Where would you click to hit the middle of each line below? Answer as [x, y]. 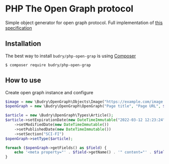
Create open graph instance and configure [49, 92]
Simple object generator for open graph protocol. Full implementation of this [84, 23]
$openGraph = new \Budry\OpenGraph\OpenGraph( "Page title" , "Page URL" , [83, 106]
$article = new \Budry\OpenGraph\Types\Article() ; [59, 115]
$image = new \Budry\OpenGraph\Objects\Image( [55, 102]
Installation [23, 44]
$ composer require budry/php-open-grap [48, 65]
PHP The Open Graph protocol [69, 9]
